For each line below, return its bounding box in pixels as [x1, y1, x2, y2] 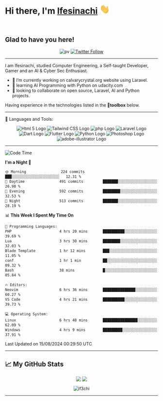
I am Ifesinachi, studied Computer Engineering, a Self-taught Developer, [5, 62, 149, 68]
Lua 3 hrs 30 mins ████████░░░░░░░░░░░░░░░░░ [5, 238, 158, 243]
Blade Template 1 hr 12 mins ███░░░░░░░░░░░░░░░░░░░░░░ [5, 248, 158, 253]
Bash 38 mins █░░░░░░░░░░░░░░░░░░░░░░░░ [5, 268, 158, 273]
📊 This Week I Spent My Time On [5, 212, 74, 218]
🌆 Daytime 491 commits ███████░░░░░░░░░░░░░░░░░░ [5, 179, 158, 184]
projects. [12, 92, 30, 98]
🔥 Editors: [5, 282, 28, 287]
